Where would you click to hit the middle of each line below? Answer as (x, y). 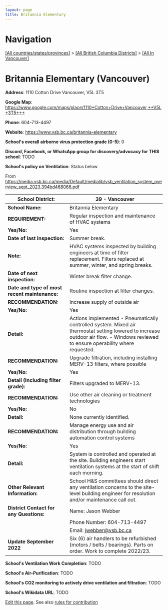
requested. (82, 350)
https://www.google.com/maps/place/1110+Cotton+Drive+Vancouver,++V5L (83, 108)
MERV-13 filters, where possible (108, 364)
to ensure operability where (101, 343)
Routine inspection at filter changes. (111, 291)
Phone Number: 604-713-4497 (108, 522)
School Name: (25, 208)
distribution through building (102, 432)
